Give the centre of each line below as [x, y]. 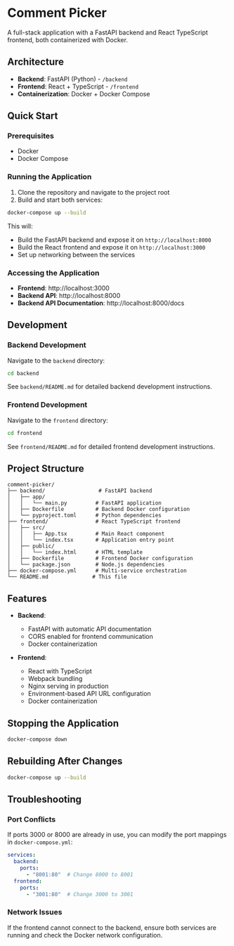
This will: [20, 226]
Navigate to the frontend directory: [58, 420]
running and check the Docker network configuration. [85, 935]
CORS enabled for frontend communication [90, 637]
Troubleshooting [45, 799]
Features [27, 598]
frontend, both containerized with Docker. [68, 39]
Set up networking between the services [76, 254]
